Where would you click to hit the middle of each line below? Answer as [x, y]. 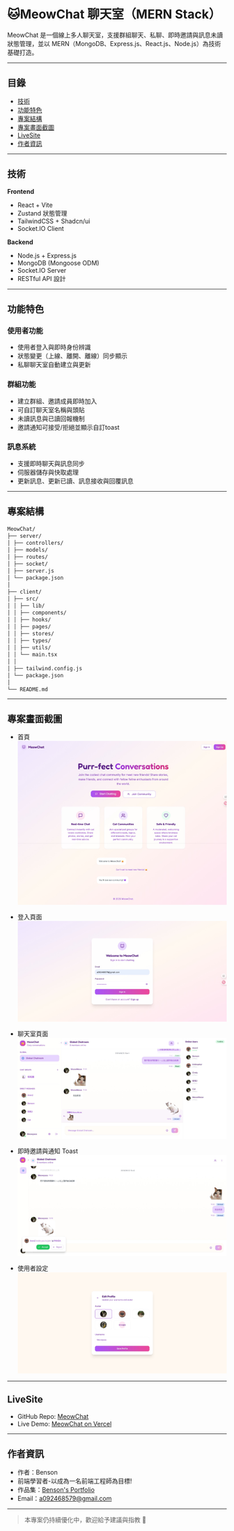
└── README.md [28, 689]
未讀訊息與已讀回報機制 [51, 418]
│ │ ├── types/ [29, 640]
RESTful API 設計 [41, 278]
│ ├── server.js [31, 571]
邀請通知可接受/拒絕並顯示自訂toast [68, 427]
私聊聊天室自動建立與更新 [54, 365]
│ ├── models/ [28, 550]
